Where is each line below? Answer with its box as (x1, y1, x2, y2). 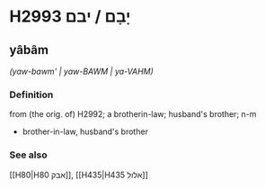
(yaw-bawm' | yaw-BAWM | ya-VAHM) (9, 66, 155, 76)
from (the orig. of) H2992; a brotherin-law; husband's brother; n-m (9, 109, 257, 120)
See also (9, 148, 48, 161)
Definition (9, 88, 54, 101)
